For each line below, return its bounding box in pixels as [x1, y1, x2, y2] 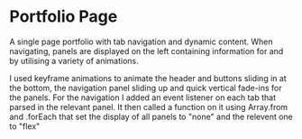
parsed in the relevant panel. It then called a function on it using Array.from [9, 101, 288, 112]
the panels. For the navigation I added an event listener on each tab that [9, 92, 277, 103]
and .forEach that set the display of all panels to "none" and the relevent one [9, 111, 293, 122]
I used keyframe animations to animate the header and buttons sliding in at [9, 72, 287, 83]
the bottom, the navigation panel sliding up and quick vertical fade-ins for [9, 82, 282, 93]
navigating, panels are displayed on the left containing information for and [9, 45, 284, 56]
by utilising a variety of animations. [9, 55, 140, 66]
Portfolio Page [9, 6, 118, 27]
